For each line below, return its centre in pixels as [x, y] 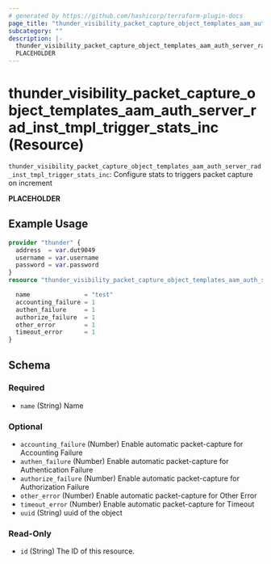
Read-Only [30, 534]
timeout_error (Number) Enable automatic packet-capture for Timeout [137, 504]
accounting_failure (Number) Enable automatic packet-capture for [131, 444]
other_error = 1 [55, 325]
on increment [30, 183]
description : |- [35, 38]
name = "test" [65, 295]
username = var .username [57, 258]
